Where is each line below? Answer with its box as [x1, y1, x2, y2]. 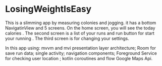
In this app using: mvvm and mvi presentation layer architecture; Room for [5, 45, 156, 51]
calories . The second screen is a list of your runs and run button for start [5, 30, 155, 36]
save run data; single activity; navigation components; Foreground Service [5, 50, 157, 56]
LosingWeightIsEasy [5, 3, 92, 15]
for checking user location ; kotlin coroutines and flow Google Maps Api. [5, 55, 153, 61]
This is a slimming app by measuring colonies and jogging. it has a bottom [5, 20, 157, 26]
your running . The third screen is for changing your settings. [5, 35, 130, 41]
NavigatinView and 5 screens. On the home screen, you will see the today [5, 25, 156, 31]
